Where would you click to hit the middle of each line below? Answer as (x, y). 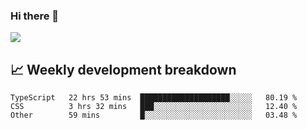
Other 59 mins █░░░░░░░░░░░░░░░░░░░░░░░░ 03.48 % (154, 115)
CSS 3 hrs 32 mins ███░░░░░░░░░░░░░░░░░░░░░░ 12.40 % (154, 107)
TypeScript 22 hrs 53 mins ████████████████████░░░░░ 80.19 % (154, 98)
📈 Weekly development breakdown (123, 69)
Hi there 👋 (35, 16)
